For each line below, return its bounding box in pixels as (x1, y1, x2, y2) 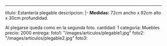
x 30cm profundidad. (5, 15, 48, 21)
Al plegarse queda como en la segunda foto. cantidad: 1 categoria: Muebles (5, 25, 160, 30)
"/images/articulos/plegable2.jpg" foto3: (5, 35, 88, 41)
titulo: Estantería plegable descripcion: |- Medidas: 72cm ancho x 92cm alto (5, 10, 162, 15)
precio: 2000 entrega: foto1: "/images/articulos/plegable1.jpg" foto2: (5, 30, 145, 36)
